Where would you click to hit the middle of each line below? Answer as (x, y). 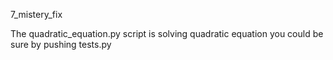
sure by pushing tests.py (61, 44)
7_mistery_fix (36, 14)
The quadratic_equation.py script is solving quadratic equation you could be (167, 33)
